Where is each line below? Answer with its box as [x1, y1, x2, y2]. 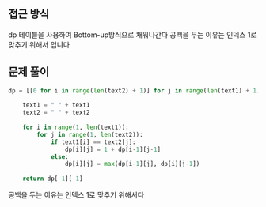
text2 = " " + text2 [22, 109, 90, 117]
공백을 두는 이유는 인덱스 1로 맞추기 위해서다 [8, 190, 145, 199]
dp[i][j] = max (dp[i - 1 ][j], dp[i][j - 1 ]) [64, 160, 200, 168]
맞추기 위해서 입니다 [8, 40, 70, 49]
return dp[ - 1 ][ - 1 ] [22, 175, 83, 183]
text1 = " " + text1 [22, 101, 90, 109]
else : [50, 152, 69, 160]
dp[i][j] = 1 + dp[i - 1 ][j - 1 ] [64, 145, 161, 153]
